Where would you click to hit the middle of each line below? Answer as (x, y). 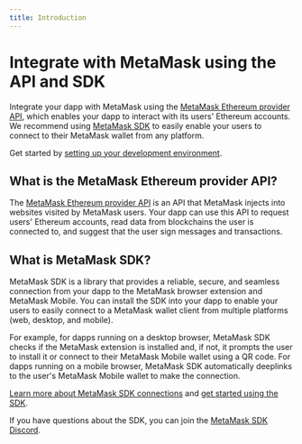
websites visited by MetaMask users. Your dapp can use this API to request (149, 212)
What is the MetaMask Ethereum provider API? (143, 181)
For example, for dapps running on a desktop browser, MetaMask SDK (140, 338)
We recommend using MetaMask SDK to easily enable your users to (136, 125)
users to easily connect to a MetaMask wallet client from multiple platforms (149, 310)
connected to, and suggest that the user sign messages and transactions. (146, 232)
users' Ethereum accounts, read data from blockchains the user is (132, 222)
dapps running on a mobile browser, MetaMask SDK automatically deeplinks (151, 366)
